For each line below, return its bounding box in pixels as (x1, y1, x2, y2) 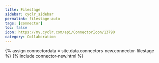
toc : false (5, 25, 27, 30)
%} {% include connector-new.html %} (5, 53, 84, 59)
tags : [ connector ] (5, 21, 43, 26)
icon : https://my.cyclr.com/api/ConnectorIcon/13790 (5, 30, 115, 35)
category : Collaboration (5, 35, 56, 40)
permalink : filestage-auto (5, 16, 60, 21)
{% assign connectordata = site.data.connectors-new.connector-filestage (5, 47, 155, 54)
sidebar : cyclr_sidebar (5, 12, 54, 17)
